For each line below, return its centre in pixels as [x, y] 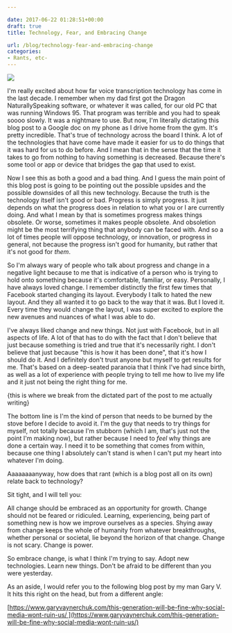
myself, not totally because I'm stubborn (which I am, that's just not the [108, 431]
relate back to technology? [45, 481]
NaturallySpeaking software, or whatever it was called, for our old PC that [112, 105]
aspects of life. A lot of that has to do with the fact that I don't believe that [112, 338]
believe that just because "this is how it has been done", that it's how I [107, 352]
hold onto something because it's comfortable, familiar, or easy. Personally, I [116, 280]
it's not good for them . [39, 252]
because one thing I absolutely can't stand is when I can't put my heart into [115, 453]
